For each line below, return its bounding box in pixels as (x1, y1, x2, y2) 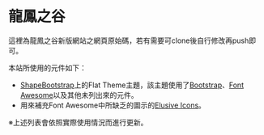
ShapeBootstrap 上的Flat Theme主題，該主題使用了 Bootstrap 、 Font (19, 80, 245, 90)
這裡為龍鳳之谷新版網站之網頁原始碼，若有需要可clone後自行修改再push (8, 36, 249, 45)
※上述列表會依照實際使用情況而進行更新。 (8, 117, 148, 127)
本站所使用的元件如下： (8, 62, 87, 73)
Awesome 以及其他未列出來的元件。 (19, 90, 139, 99)
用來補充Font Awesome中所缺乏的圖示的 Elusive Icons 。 (19, 100, 207, 110)
